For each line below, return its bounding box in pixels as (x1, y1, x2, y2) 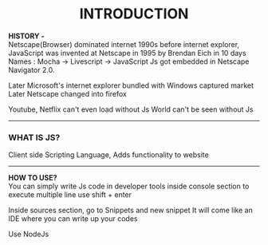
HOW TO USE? (8, 173, 57, 183)
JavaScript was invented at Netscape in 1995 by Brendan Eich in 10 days (8, 48, 246, 57)
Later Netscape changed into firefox (8, 89, 128, 98)
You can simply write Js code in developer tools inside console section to (8, 181, 250, 192)
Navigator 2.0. (8, 65, 55, 74)
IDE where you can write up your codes (8, 214, 138, 223)
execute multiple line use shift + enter (8, 190, 132, 200)
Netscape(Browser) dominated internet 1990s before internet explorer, (8, 39, 240, 49)
